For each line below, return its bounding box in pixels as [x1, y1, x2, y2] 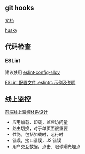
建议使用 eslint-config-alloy [5, 69, 60, 75]
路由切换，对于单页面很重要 [12, 125, 68, 131]
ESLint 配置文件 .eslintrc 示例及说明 [5, 79, 76, 85]
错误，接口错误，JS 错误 [12, 137, 62, 143]
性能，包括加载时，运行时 [12, 132, 64, 137]
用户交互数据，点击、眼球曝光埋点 [12, 144, 81, 150]
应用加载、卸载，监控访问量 [12, 119, 68, 125]
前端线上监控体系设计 [5, 109, 48, 115]
